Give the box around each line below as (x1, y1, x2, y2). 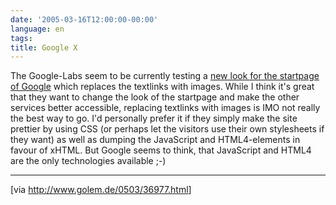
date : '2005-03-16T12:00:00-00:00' (10, 14, 159, 25)
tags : (10, 33, 33, 43)
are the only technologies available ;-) (10, 155, 167, 167)
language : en (10, 24, 65, 34)
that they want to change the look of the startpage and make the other (10, 91, 300, 103)
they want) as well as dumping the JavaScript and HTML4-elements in (10, 134, 301, 146)
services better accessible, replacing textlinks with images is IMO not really (10, 102, 321, 114)
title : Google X (10, 42, 78, 53)
